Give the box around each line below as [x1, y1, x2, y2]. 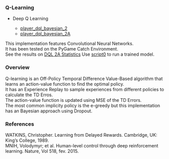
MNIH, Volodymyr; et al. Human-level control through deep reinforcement [5, 142, 158, 148]
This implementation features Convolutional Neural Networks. [5, 41, 134, 47]
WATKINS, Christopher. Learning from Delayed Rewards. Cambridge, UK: [5, 132, 158, 138]
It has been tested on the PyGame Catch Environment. [5, 46, 118, 52]
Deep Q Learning [12, 16, 49, 22]
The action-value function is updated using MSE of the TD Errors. [5, 97, 142, 103]
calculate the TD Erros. [5, 92, 53, 98]
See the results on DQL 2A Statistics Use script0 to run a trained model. [5, 51, 155, 57]
